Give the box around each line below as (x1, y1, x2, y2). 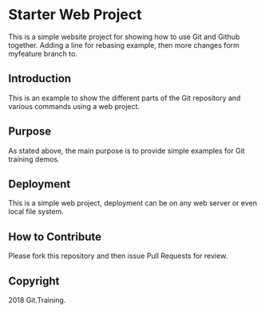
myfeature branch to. (8, 49, 78, 58)
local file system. (8, 207, 64, 217)
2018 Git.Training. (8, 295, 66, 304)
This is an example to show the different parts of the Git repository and (8, 93, 241, 103)
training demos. (8, 154, 60, 164)
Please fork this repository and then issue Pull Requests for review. (8, 251, 228, 260)
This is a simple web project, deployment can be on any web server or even (8, 198, 258, 208)
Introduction (8, 72, 72, 85)
